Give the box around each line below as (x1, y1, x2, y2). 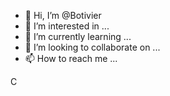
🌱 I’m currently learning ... (24, 31, 132, 42)
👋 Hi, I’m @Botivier (24, 10, 102, 21)
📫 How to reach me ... (24, 53, 118, 64)
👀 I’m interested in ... (24, 20, 110, 32)
